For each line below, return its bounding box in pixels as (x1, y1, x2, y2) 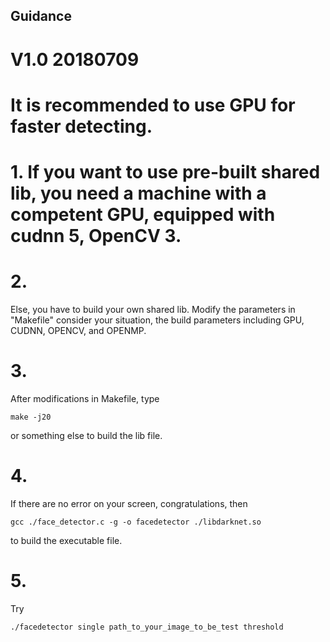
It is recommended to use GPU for (10, 94, 296, 116)
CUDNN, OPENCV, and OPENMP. (10, 324, 147, 336)
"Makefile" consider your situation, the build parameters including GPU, (10, 314, 305, 326)
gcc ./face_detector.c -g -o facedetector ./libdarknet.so (10, 517, 262, 527)
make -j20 (10, 412, 52, 422)
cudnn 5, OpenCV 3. (10, 224, 182, 247)
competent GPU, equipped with (10, 203, 276, 226)
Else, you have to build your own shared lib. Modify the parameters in (10, 303, 296, 315)
